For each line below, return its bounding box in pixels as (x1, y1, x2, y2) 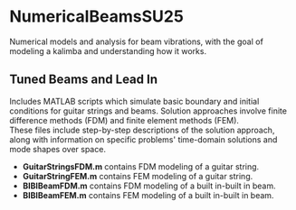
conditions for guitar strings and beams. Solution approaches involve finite (9, 105, 288, 116)
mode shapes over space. (9, 143, 107, 154)
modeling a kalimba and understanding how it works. (9, 45, 206, 56)
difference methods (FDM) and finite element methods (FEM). (9, 114, 240, 125)
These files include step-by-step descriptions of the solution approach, (9, 124, 275, 135)
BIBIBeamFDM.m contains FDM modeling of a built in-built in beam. (22, 180, 276, 191)
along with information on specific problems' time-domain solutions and (9, 133, 278, 145)
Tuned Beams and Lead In (9, 72, 158, 87)
